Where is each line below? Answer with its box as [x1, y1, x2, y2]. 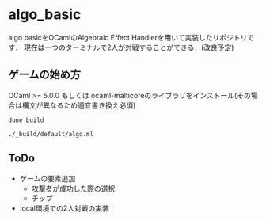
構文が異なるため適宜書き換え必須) [21, 101, 136, 110]
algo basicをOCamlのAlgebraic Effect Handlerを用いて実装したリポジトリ [8, 32, 248, 42]
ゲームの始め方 [8, 68, 82, 82]
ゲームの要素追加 [19, 173, 76, 183]
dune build [8, 116, 44, 124]
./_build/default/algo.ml [8, 130, 93, 138]
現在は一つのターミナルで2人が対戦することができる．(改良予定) [23, 42, 234, 52]
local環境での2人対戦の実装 [19, 203, 109, 213]
